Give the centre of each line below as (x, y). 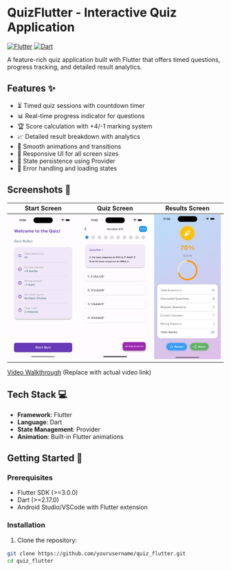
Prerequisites (30, 478)
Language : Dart (40, 422)
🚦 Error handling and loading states (67, 168)
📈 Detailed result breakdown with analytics (79, 136)
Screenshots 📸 (39, 190)
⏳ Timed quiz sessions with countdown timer (81, 105)
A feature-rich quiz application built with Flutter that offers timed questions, (114, 59)
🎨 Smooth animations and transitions (69, 146)
